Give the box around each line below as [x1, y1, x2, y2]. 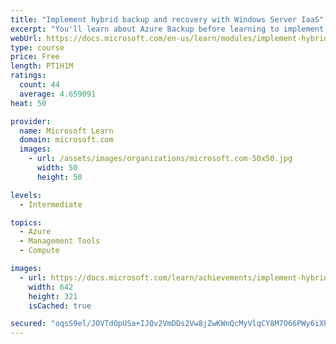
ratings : [10, 71, 47, 81]
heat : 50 [10, 98, 47, 108]
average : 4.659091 [19, 89, 97, 99]
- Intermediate [19, 199, 83, 210]
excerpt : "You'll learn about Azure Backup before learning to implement [10, 24, 325, 34]
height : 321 [28, 291, 78, 301]
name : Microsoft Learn [19, 126, 114, 136]
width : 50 [36, 163, 78, 173]
